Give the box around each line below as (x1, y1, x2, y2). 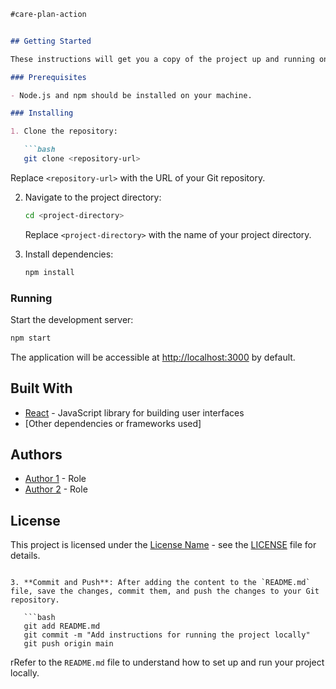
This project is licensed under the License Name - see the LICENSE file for (10, 539, 317, 551)
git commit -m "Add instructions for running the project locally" (23, 630, 311, 640)
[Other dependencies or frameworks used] (24, 417, 202, 429)
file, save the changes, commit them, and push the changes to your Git (10, 586, 320, 597)
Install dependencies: (24, 248, 114, 260)
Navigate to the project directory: (24, 191, 162, 203)
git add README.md (23, 621, 101, 632)
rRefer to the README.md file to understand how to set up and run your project (10, 656, 325, 669)
